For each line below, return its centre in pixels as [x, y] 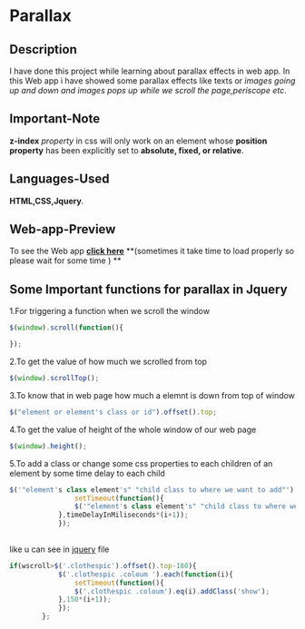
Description [43, 49]
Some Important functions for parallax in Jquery [148, 289]
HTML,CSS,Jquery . [47, 201]
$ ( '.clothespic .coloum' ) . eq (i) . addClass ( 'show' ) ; [172, 591]
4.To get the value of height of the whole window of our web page [133, 429]
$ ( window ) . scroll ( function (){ [67, 328]
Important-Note [55, 119]
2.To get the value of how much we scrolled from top [108, 361]
